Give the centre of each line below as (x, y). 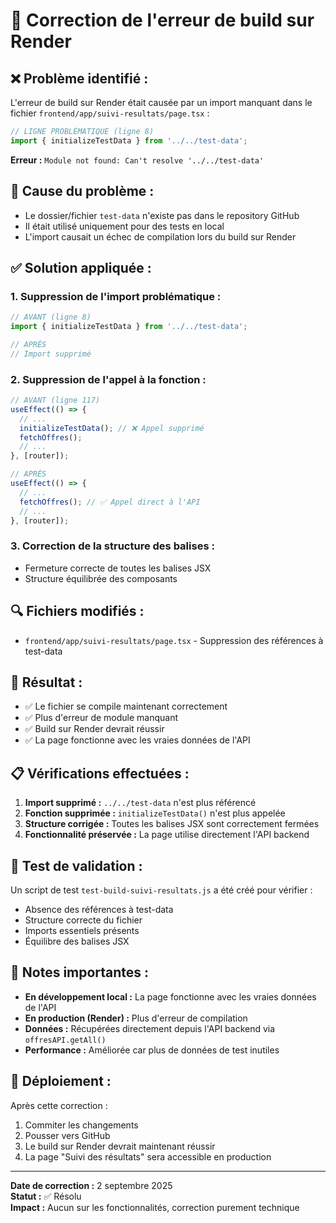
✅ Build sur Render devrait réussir (94, 729)
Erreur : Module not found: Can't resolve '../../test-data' (137, 160)
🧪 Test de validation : (76, 865)
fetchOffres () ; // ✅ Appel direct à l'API (110, 502)
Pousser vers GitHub (67, 1135)
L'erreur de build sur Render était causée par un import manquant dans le (161, 102)
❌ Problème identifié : (79, 78)
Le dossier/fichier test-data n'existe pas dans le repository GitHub (162, 215)
